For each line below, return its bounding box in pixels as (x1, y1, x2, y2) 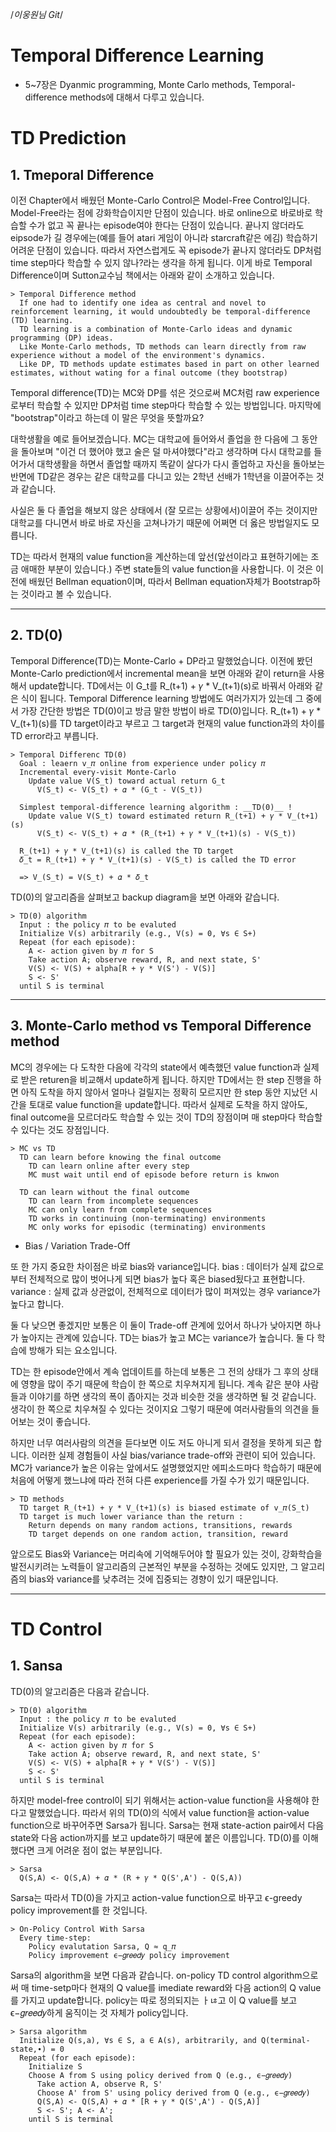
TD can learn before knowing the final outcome (19, 1152, 222, 1162)
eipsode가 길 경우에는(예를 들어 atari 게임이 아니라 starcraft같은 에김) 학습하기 (10, 231, 318, 243)
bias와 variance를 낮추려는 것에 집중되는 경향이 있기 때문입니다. (28, 1573, 279, 1585)
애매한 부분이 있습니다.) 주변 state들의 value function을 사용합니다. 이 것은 (20, 563, 314, 575)
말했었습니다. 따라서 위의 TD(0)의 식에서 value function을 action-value (28, 1806, 310, 1818)
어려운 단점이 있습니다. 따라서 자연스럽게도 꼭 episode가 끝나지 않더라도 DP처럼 (10, 244, 322, 256)
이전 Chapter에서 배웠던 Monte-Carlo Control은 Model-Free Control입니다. (10, 194, 311, 206)
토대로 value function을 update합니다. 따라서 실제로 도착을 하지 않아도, (28, 1098, 308, 1110)
